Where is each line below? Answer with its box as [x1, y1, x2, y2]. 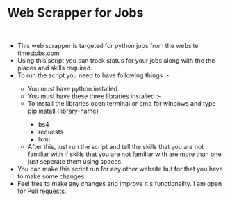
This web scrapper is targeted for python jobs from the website [17, 41, 199, 49]
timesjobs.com [17, 49, 60, 57]
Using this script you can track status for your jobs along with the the [17, 56, 215, 64]
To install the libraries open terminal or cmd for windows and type [27, 99, 216, 107]
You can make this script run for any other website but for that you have [17, 164, 224, 173]
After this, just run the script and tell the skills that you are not [27, 142, 204, 150]
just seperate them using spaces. [27, 157, 123, 165]
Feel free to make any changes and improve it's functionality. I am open [17, 179, 222, 187]
